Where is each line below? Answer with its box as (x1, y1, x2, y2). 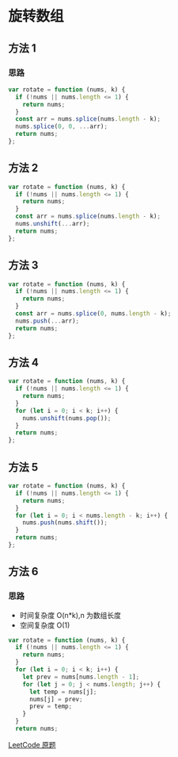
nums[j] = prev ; (28, 695, 83, 703)
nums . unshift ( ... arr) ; (15, 220, 90, 228)
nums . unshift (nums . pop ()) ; (22, 414, 112, 422)
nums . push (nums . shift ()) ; (22, 519, 108, 527)
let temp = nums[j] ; (28, 688, 97, 696)
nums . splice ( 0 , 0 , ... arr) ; (15, 122, 108, 131)
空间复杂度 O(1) (19, 620, 70, 630)
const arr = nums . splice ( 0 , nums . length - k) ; (15, 310, 172, 318)
